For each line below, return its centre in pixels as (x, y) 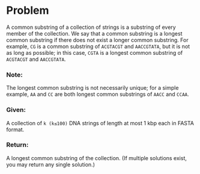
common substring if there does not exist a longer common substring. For (97, 40)
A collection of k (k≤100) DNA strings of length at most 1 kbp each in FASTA (100, 123)
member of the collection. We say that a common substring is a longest (94, 33)
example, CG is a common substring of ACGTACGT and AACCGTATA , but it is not (98, 46)
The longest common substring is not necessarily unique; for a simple (92, 88)
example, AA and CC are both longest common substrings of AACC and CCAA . (98, 95)
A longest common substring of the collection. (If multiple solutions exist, (97, 158)
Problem (28, 11)
